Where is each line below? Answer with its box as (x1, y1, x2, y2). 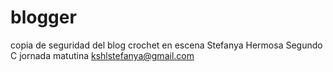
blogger (10, 6, 77, 29)
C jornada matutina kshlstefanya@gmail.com (10, 49, 195, 61)
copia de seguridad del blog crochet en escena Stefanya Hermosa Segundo (10, 39, 323, 51)
